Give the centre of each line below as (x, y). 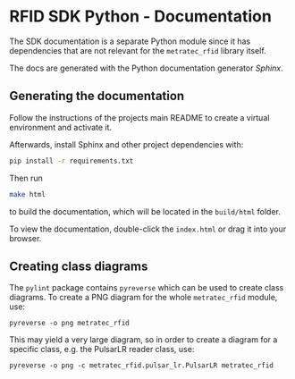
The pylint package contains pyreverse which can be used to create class (147, 288)
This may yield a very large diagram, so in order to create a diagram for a (143, 340)
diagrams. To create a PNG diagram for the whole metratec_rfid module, (143, 298)
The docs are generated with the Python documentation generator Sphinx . (146, 68)
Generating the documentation (97, 96)
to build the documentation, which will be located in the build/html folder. (145, 211)
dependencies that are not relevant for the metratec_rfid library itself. (138, 50)
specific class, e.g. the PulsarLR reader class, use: (102, 350)
